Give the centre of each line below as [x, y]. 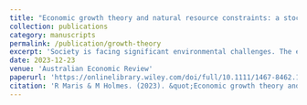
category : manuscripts [53, 35]
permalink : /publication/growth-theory [85, 43]
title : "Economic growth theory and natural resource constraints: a [145, 18]
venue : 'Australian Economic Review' [81, 69]
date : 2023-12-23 [42, 60]
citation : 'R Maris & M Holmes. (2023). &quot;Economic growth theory [147, 86]
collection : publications [58, 26]
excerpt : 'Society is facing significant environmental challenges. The [151, 52]
